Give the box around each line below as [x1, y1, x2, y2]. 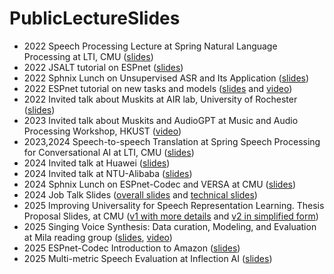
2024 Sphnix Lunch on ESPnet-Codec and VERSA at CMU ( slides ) [23, 178, 297, 190]
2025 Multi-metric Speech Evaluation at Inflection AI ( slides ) [23, 252, 273, 264]
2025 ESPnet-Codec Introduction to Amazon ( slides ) [23, 242, 241, 254]
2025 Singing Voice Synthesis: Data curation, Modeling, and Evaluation [23, 220, 317, 232]
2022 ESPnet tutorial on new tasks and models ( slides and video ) [23, 82, 293, 94]
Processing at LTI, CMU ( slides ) [23, 50, 154, 62]
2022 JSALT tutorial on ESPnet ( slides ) [23, 61, 184, 73]
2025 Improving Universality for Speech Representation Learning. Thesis [23, 199, 325, 211]
